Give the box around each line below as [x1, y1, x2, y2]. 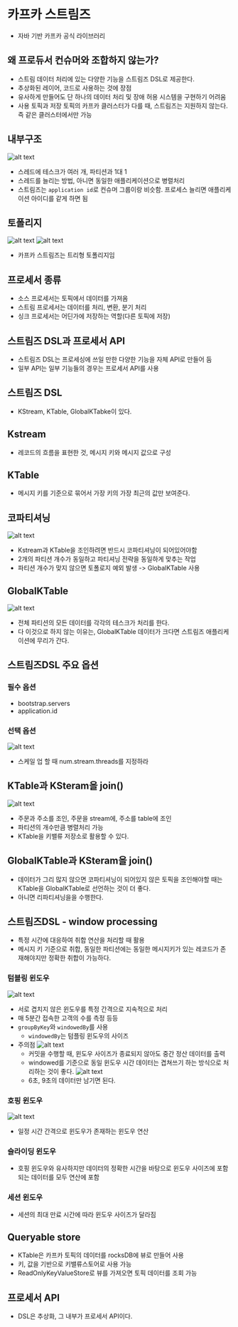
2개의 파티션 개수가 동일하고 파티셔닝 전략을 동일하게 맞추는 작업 [17, 555, 197, 563]
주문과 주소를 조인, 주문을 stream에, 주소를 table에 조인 [17, 814, 172, 822]
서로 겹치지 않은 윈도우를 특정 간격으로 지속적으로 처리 [17, 1005, 168, 1013]
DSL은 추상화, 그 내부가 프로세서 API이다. [17, 1312, 133, 1321]
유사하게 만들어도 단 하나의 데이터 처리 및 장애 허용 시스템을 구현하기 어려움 [17, 92, 227, 101]
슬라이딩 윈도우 [7, 1147, 57, 1156]
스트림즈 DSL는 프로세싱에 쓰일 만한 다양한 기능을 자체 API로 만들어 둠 [17, 355, 212, 364]
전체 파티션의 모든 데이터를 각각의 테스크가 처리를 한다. [17, 618, 170, 627]
